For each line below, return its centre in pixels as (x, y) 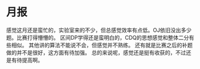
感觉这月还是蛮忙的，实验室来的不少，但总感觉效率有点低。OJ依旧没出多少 (99, 30)
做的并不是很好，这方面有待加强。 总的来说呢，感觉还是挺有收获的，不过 (96, 52)
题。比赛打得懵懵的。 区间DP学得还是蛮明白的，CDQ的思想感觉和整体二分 (98, 37)
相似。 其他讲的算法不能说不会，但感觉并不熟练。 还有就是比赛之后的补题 (102, 45)
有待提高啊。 (27, 60)
